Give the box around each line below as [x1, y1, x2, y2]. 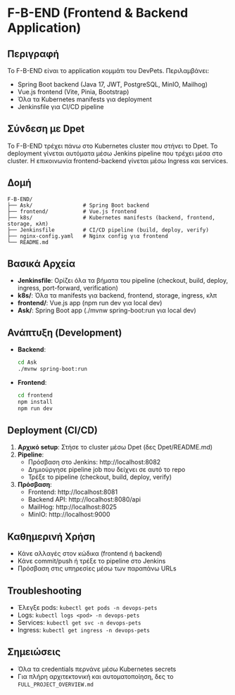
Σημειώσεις [7, 646, 61, 658]
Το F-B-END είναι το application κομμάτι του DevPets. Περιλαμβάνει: [7, 67, 210, 75]
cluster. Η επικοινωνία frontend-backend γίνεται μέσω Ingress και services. [7, 156, 229, 165]
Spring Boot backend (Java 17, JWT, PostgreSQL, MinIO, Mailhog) [17, 80, 208, 89]
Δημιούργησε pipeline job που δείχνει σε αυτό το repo [27, 466, 186, 474]
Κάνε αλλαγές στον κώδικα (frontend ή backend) [17, 549, 163, 558]
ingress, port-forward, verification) [17, 283, 118, 293]
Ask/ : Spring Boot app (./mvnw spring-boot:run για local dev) [17, 306, 197, 314]
